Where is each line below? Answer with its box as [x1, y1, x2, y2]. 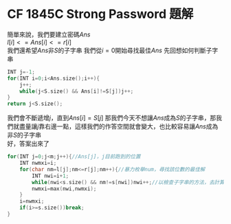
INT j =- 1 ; [7, 68, 36, 76]
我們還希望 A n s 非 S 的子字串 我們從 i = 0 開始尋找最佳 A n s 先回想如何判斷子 [7, 46, 212, 54]
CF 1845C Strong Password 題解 [7, 6, 194, 22]
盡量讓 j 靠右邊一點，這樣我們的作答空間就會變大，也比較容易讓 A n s [19, 122, 206, 131]
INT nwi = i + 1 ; [32, 172, 69, 179]
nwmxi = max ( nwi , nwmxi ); [32, 185, 97, 192]
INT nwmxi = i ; [19, 159, 57, 167]
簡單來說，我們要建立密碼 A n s [7, 30, 91, 38]
